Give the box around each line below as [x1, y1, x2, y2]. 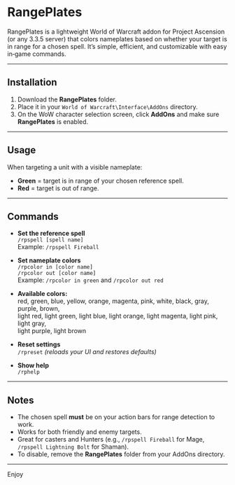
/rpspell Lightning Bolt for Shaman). [17, 442, 129, 451]
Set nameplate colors [17, 256, 81, 265]
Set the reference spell [17, 229, 85, 238]
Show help [17, 361, 49, 370]
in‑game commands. [7, 50, 66, 58]
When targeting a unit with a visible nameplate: [7, 162, 143, 171]
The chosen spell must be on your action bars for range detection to [17, 413, 215, 421]
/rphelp [17, 369, 40, 376]
